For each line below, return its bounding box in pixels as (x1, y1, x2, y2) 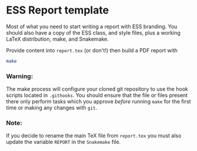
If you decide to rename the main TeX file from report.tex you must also (6, 132, 182, 139)
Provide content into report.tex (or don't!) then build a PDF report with (6, 46, 178, 53)
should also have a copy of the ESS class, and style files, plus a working (6, 29, 181, 36)
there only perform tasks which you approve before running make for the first (6, 98, 191, 105)
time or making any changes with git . (6, 104, 98, 112)
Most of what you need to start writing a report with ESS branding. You (6, 23, 178, 30)
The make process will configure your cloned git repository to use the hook (6, 86, 188, 93)
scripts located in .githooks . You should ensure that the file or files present (6, 92, 188, 99)
